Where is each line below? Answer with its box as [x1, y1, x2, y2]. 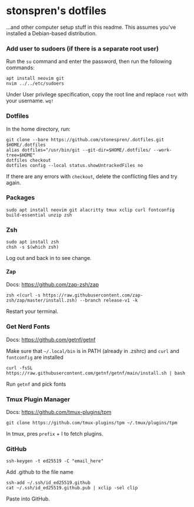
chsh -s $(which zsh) [6, 244, 59, 251]
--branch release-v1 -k [79, 298, 138, 303]
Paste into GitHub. [6, 495, 50, 502]
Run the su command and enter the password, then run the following [6, 58, 172, 65]
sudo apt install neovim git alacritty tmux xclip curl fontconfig [6, 207, 175, 213]
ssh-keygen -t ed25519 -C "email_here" [6, 458, 104, 464]
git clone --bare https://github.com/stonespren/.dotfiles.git [6, 136, 165, 142]
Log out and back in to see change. [6, 255, 92, 262]
